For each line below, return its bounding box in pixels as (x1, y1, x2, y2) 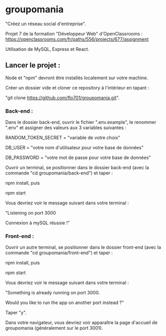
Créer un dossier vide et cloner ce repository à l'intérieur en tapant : (5, 84, 150, 91)
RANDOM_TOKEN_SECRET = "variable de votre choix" (5, 135, 121, 141)
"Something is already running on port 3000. (5, 290, 100, 296)
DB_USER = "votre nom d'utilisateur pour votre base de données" (5, 145, 144, 151)
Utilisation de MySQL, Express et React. (5, 46, 89, 52)
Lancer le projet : (5, 61, 61, 70)
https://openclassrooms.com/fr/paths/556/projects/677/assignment (5, 36, 149, 42)
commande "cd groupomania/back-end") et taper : (5, 170, 113, 176)
